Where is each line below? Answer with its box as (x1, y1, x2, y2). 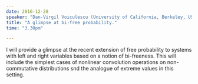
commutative (6, 65, 38, 72)
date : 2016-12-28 (6, 8, 49, 15)
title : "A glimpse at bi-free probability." (6, 19, 117, 25)
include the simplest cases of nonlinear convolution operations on (6, 59, 166, 66)
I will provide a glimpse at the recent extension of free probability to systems (6, 46, 192, 53)
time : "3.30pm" (6, 25, 44, 31)
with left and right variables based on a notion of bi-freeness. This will (6, 52, 176, 59)
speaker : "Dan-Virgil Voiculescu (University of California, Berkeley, (6, 14, 186, 20)
